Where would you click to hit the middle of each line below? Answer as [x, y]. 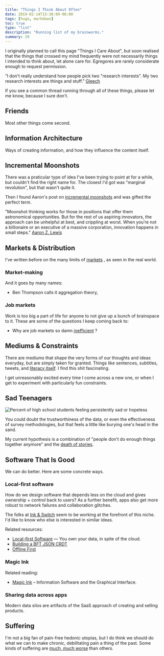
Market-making [24, 272]
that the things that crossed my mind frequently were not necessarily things [82, 56]
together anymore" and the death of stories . [49, 444]
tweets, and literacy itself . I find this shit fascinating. [57, 368]
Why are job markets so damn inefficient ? [55, 330]
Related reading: [22, 572]
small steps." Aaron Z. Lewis [34, 232]
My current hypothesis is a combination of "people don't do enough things [80, 439]
